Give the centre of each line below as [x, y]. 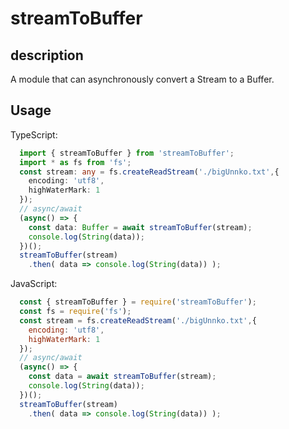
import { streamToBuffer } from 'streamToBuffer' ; [127, 153]
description [47, 55]
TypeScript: [34, 134]
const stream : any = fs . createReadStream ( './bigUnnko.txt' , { [149, 172]
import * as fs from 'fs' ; [75, 162]
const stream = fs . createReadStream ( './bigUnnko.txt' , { [138, 320]
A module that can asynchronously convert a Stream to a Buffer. [142, 79]
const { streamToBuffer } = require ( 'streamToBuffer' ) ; [138, 302]
